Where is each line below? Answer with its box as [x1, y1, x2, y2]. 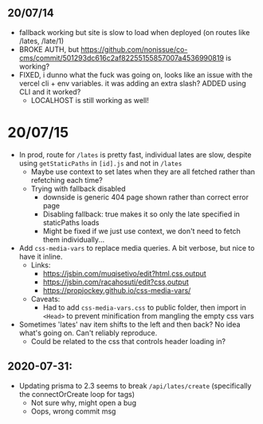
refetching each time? [30, 175, 103, 184]
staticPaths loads [42, 217, 100, 227]
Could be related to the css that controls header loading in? [30, 336, 226, 346]
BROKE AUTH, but [18, 44, 80, 54]
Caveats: [30, 294, 61, 303]
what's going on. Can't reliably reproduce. [18, 327, 158, 338]
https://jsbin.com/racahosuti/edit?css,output [42, 277, 189, 287]
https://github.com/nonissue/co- [80, 44, 188, 54]
